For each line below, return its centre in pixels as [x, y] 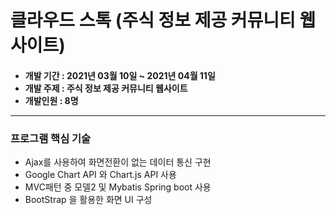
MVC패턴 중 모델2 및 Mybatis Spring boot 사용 [118, 187]
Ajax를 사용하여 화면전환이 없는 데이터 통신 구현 [118, 162]
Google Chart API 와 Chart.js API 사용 [100, 175]
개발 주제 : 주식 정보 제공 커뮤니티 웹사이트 [106, 88]
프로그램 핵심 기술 [51, 138]
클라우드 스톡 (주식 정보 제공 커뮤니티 [153, 20]
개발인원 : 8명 [51, 100]
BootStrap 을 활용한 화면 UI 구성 [88, 200]
